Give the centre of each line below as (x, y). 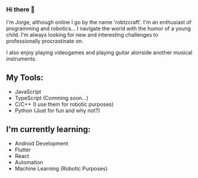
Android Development (41, 143)
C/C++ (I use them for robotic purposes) (64, 104)
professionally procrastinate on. (45, 41)
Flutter (23, 150)
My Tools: (25, 77)
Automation (29, 162)
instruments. (21, 59)
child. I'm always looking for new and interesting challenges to (82, 35)
